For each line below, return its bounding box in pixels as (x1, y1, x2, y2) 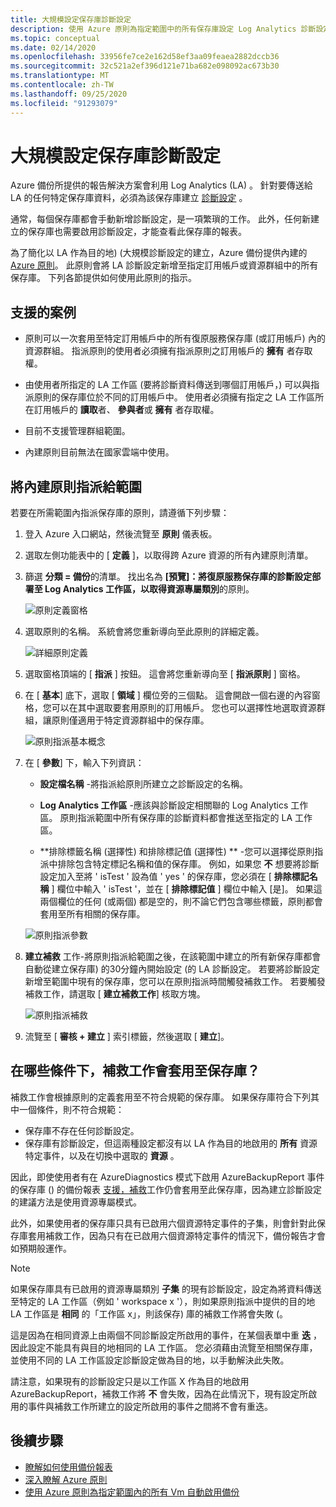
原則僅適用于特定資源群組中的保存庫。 (51, 714, 210, 726)
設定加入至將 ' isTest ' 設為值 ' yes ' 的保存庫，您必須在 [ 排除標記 (39, 871, 310, 883)
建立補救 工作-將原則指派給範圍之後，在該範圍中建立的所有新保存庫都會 (24, 951, 322, 963)
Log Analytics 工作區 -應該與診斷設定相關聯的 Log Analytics (39, 799, 289, 811)
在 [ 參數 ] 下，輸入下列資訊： (24, 757, 145, 769)
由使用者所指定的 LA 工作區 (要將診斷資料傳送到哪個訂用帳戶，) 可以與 (24, 379, 312, 391)
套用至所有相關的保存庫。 (39, 908, 146, 920)
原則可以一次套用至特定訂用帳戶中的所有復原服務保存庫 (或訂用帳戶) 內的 (24, 332, 326, 345)
